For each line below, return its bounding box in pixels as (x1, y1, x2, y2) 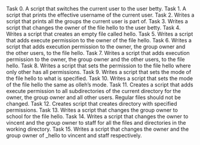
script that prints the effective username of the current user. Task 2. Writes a (6, 11, 195, 18)
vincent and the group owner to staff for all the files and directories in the (6, 119, 186, 126)
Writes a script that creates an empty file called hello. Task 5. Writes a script (6, 30, 193, 38)
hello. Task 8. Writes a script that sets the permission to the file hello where (6, 62, 191, 69)
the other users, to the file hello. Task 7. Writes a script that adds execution (6, 50, 190, 56)
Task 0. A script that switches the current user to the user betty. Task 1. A (6, 5, 187, 12)
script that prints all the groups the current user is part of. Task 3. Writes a (6, 18, 188, 24)
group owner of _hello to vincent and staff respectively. (6, 132, 142, 139)
